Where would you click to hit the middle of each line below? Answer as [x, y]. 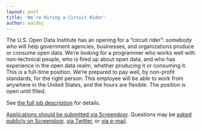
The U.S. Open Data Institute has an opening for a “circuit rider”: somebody [99, 40]
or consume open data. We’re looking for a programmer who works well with [101, 53]
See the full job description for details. [53, 103]
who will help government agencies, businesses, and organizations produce [100, 46]
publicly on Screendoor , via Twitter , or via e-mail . [67, 121]
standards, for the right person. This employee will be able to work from [95, 78]
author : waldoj [25, 23]
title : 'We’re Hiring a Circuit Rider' [56, 17]
